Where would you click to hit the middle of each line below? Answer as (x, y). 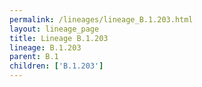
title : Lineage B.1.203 (59, 38)
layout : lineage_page (54, 29)
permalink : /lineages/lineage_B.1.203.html (101, 19)
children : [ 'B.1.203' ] (56, 66)
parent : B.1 (34, 57)
